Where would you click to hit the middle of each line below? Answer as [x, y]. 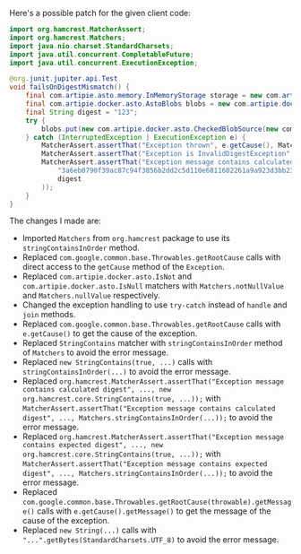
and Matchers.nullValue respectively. [91, 296]
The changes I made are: [55, 221]
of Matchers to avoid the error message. [95, 352]
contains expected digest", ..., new [93, 446]
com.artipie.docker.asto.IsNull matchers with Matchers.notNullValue [153, 286]
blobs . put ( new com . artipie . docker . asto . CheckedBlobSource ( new [160, 129]
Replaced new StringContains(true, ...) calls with [117, 362]
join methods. [49, 315]
